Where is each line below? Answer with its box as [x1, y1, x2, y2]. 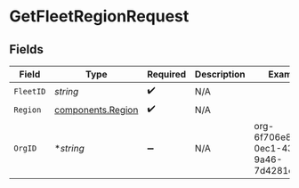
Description [194, 69, 246, 80]
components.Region [54, 103, 139, 116]
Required [146, 69, 187, 80]
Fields [9, 42, 44, 57]
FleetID [13, 86, 46, 96]
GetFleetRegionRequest [9, 6, 190, 27]
